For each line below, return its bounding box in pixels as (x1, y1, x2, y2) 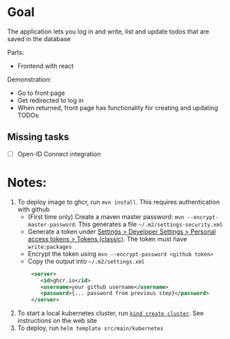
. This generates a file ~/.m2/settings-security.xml (74, 220, 223, 228)
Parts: (7, 48, 24, 56)
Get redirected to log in (17, 96, 84, 105)
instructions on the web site (17, 317, 98, 325)
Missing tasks (7, 131, 70, 143)
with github (17, 205, 50, 213)
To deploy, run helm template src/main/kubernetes (17, 324, 164, 332)
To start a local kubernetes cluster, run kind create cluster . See (17, 309, 204, 317)
